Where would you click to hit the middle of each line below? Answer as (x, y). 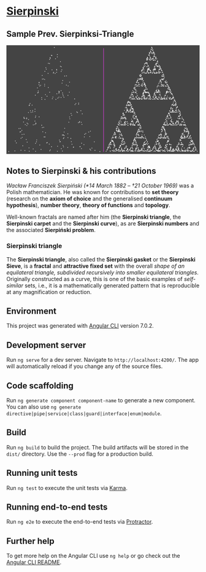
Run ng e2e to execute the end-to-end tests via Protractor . (80, 522)
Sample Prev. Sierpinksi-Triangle (70, 34)
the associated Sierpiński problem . (51, 230)
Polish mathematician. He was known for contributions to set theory (93, 192)
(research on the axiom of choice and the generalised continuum (90, 199)
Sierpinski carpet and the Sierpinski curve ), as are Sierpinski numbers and (103, 224)
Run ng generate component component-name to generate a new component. (101, 401)
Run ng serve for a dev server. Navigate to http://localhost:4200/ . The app (103, 360)
